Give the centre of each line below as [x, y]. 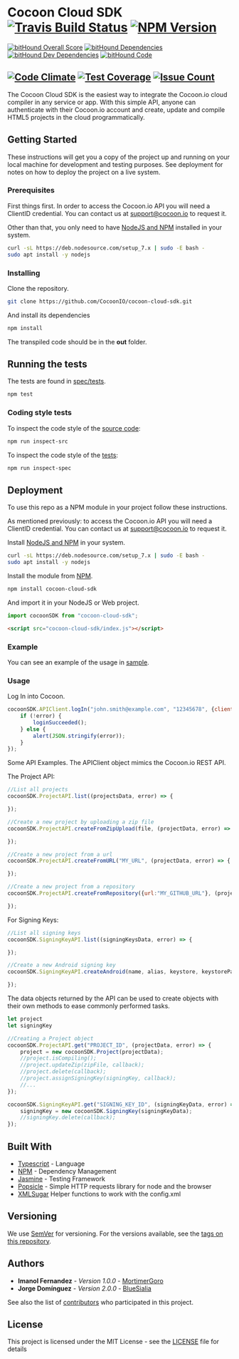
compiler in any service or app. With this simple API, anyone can [102, 102]
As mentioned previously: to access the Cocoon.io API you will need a [110, 521]
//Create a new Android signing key [62, 965]
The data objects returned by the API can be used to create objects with [113, 998]
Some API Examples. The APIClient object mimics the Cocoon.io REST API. [117, 763]
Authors [26, 1264]
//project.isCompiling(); [59, 1058]
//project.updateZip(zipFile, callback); [82, 1065]
